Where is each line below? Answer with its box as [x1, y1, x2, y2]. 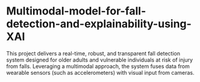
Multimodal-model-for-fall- [6, 4, 146, 18]
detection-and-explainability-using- [6, 17, 192, 31]
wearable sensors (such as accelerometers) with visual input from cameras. [6, 69, 195, 76]
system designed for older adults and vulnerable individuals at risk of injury [6, 56, 193, 63]
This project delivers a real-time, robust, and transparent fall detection [6, 49, 181, 57]
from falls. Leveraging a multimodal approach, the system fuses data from [6, 62, 190, 70]
